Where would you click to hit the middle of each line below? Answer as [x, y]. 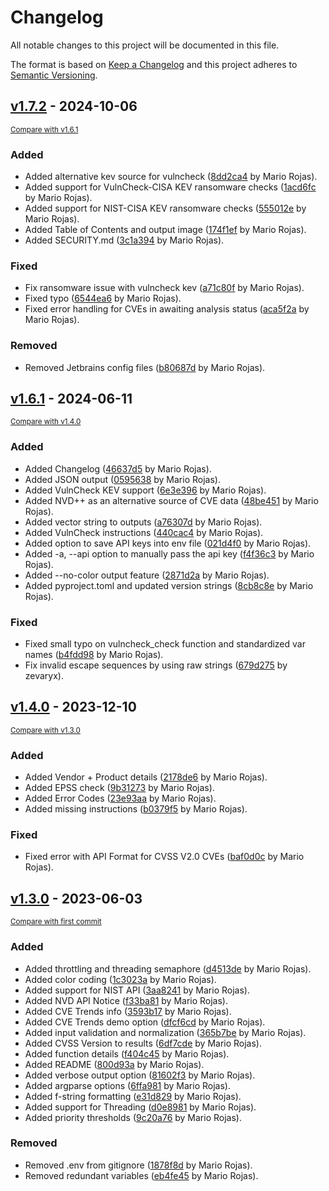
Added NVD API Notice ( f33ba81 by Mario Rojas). [126, 1000]
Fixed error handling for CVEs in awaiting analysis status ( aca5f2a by [167, 309]
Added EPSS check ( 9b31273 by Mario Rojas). [119, 788]
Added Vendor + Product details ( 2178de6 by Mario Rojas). [146, 777]
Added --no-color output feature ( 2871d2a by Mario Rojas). [147, 575]
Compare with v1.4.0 [46, 422]
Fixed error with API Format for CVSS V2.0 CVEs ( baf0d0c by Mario [164, 857]
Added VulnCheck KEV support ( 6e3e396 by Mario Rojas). [145, 490]
